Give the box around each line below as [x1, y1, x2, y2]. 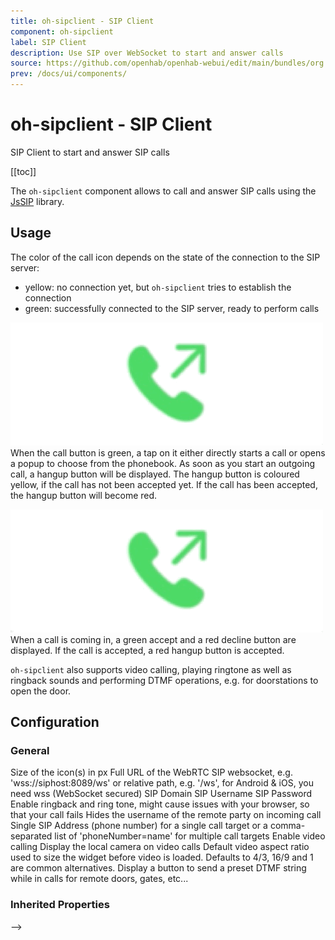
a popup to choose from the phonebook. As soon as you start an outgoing [10, 457, 316, 469]
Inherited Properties [10, 898, 110, 912]
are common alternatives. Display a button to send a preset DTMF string [10, 862, 307, 874]
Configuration [10, 714, 100, 731]
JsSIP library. [10, 195, 65, 207]
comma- [269, 820, 306, 832]
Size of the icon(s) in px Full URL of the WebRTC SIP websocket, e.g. [10, 766, 293, 779]
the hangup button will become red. [10, 489, 158, 501]
